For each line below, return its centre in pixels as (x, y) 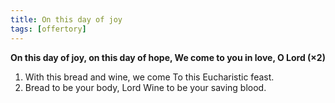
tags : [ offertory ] (48, 29)
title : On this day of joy (66, 19)
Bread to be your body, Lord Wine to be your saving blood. (145, 87)
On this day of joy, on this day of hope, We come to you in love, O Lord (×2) (168, 57)
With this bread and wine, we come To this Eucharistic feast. (149, 77)
